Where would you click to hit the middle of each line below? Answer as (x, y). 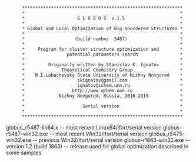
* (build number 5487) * (102, 39)
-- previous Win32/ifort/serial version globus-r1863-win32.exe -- (111, 140)
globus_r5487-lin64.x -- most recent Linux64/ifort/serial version (84, 127)
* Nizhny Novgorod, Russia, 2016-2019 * (102, 96)
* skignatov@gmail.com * (102, 80)
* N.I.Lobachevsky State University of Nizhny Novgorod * (102, 75)
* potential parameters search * (102, 54)
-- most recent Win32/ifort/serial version (99, 134)
